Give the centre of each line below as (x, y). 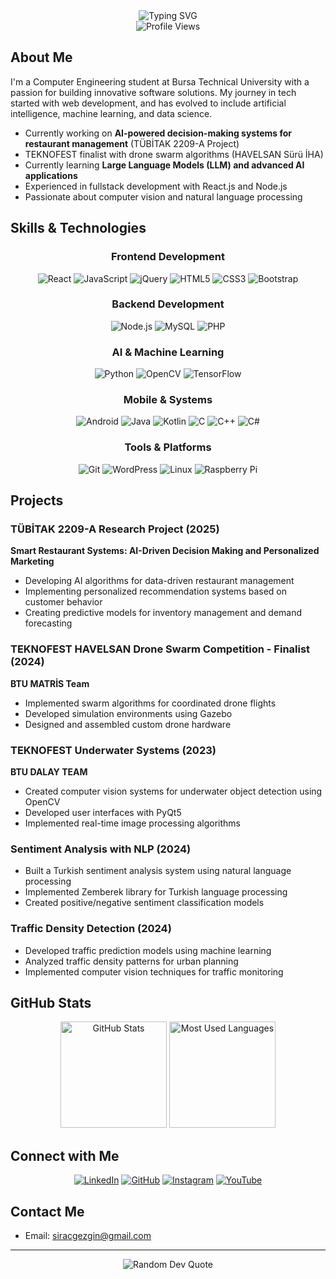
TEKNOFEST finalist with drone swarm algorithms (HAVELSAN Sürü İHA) (174, 154)
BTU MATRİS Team (50, 683)
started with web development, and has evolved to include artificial (148, 103)
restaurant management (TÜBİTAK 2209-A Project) (132, 143)
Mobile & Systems (168, 400)
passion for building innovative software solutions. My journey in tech (153, 92)
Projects (37, 500)
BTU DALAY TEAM (49, 771)
